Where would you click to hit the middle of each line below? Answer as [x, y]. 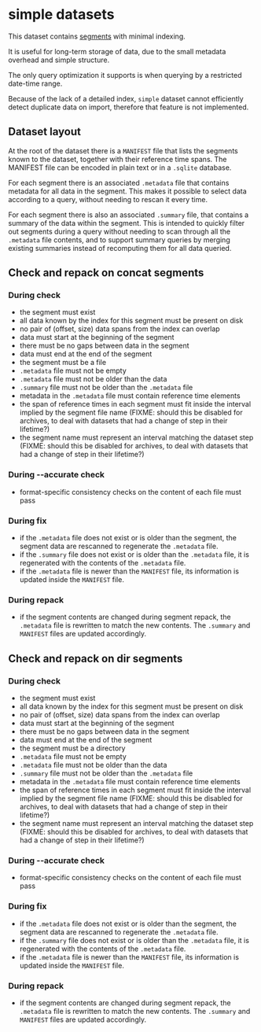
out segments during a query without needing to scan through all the [119, 231]
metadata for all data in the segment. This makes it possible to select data [128, 191]
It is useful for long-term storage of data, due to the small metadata [117, 51]
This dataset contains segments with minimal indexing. [97, 36]
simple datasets [62, 15]
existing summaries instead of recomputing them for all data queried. [120, 248]
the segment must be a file [63, 363]
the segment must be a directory [72, 748]
